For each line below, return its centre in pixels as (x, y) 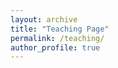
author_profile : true (55, 47)
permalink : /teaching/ (57, 38)
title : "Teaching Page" (60, 29)
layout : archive (44, 19)
